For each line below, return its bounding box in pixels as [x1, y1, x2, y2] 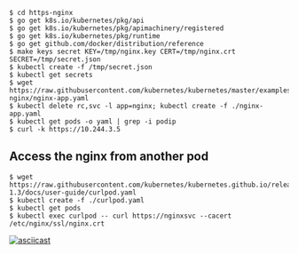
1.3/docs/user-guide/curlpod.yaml [9, 187, 137, 197]
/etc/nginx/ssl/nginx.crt [9, 218, 105, 228]
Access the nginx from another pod [9, 149, 209, 164]
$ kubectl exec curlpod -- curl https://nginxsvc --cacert [9, 211, 232, 220]
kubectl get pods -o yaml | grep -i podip [17, 117, 176, 126]
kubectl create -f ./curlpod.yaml [17, 195, 145, 204]
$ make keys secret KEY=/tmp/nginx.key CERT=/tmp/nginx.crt [9, 47, 237, 56]
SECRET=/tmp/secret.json [9, 55, 101, 64]
